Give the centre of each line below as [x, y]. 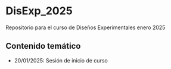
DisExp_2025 [39, 11]
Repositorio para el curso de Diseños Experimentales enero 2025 [85, 27]
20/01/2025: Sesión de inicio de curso [61, 60]
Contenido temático [43, 46]
